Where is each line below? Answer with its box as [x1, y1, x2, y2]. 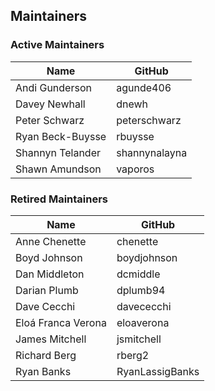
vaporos [116, 162, 155, 176]
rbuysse [116, 129, 155, 143]
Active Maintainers [10, 38, 105, 52]
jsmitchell [116, 332, 162, 346]
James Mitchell [15, 332, 87, 346]
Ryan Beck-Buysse [15, 129, 107, 143]
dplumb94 [116, 283, 166, 297]
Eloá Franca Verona [15, 315, 107, 329]
